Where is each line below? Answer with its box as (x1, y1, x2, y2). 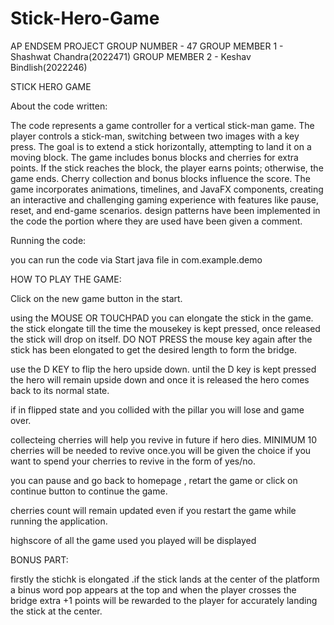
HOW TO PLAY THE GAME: (10, 273, 122, 285)
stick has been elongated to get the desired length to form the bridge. (10, 343, 298, 356)
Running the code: (10, 234, 87, 246)
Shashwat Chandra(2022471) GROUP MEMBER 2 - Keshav (10, 50, 252, 62)
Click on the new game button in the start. (10, 292, 183, 304)
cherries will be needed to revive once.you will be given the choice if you (10, 444, 312, 456)
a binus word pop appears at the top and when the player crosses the (10, 583, 297, 596)
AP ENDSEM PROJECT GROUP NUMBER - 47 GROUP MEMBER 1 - (10, 40, 284, 52)
